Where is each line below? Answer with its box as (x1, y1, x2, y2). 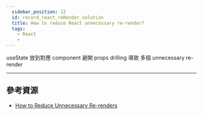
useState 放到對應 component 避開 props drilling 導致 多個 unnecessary (6, 54, 185, 61)
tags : (11, 25, 26, 32)
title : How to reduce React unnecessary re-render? (11, 20, 145, 26)
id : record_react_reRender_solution (11, 14, 104, 20)
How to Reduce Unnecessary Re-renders (14, 102, 118, 109)
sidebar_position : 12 (11, 8, 66, 15)
